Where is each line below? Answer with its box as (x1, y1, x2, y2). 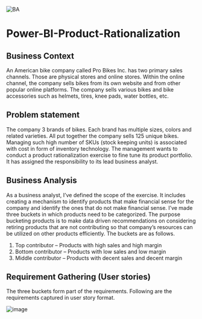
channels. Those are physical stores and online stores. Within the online (6, 73, 185, 80)
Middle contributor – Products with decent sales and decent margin (14, 254, 183, 262)
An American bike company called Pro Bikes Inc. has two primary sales (6, 67, 183, 74)
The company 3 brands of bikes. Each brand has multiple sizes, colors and (6, 125, 192, 133)
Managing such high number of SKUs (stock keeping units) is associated (6, 139, 187, 146)
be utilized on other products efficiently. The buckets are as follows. (6, 230, 175, 237)
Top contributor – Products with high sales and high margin (14, 241, 162, 248)
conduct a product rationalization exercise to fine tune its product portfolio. (6, 151, 193, 159)
